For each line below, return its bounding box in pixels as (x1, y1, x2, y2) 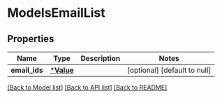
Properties (7, 33, 54, 45)
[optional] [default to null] (126, 65, 212, 75)
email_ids (10, 65, 43, 75)
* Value (50, 65, 75, 75)
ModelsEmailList (7, 5, 106, 21)
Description (80, 54, 121, 63)
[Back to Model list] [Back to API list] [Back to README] (7, 83, 168, 92)
